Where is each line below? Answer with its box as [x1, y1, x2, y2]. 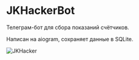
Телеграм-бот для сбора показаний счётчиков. [6, 24, 129, 31]
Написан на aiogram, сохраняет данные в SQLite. [6, 35, 134, 42]
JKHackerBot [6, 4, 75, 18]
